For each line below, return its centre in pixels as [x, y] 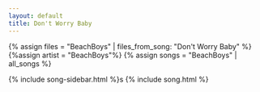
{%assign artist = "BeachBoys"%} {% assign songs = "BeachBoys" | [123, 55]
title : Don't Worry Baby [50, 23]
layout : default [36, 16]
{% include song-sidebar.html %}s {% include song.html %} [109, 79]
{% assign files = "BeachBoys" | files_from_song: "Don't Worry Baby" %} [130, 46]
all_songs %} [30, 63]
